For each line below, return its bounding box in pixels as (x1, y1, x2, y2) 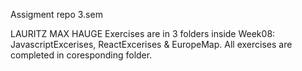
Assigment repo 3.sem (10, 9, 103, 20)
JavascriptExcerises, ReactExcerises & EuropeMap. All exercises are (10, 39, 293, 50)
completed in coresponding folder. (10, 49, 153, 61)
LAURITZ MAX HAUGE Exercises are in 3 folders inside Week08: (10, 28, 276, 39)
